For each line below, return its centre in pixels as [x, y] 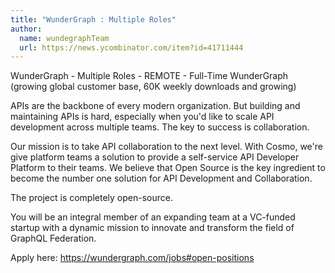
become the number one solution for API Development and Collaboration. [161, 178]
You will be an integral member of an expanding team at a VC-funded [153, 217]
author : [26, 29]
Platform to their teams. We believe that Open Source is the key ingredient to [168, 168]
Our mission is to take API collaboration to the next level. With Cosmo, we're [166, 147]
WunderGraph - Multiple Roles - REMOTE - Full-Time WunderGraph [149, 76]
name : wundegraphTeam [64, 38]
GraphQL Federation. [53, 238]
